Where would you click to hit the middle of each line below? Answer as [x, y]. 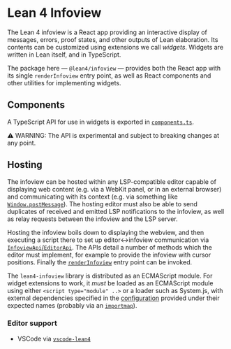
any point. [22, 143]
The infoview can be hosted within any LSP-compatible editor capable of [112, 181]
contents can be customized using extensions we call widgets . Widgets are [115, 47]
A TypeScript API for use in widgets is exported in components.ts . [100, 122]
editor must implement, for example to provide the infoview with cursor [109, 255]
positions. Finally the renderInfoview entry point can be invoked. [100, 262]
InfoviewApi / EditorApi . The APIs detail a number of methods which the [110, 247]
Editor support [32, 323]
